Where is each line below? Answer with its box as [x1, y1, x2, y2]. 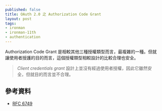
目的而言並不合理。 [34, 71, 74, 77]
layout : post [5, 16, 32, 21]
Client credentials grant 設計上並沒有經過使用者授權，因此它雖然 [17, 65, 148, 71]
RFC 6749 [12, 100, 33, 106]
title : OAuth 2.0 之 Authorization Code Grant [5, 12, 102, 17]
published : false [5, 7, 41, 12]
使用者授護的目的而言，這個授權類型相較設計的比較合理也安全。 [9, 55, 138, 60]
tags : [5, 21, 16, 26]
